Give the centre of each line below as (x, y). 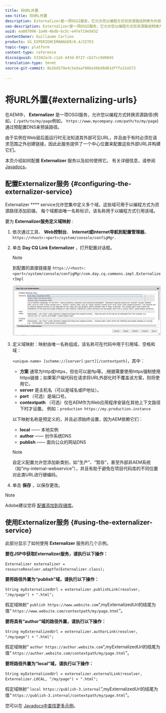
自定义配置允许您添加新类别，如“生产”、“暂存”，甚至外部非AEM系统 (82, 462)
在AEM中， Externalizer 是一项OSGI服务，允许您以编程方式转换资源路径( (80, 115)
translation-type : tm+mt (31, 63)
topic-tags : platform (27, 47)
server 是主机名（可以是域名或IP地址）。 (61, 390)
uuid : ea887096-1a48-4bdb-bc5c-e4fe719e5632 (52, 32)
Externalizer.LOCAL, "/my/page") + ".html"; (52, 679)
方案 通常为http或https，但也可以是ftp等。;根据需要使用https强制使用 (90, 371)
